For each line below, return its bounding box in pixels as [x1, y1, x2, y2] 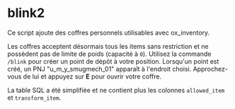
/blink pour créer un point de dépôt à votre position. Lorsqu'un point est [7, 57, 219, 65]
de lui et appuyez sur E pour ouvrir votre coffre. [23, 72, 161, 81]
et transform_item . [7, 93, 62, 102]
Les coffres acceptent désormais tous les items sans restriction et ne [7, 42, 209, 50]
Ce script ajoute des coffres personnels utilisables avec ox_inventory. [7, 28, 210, 37]
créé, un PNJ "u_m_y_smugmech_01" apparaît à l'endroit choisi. [7, 64, 192, 73]
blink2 [7, 5, 45, 21]
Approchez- [193, 64, 229, 73]
